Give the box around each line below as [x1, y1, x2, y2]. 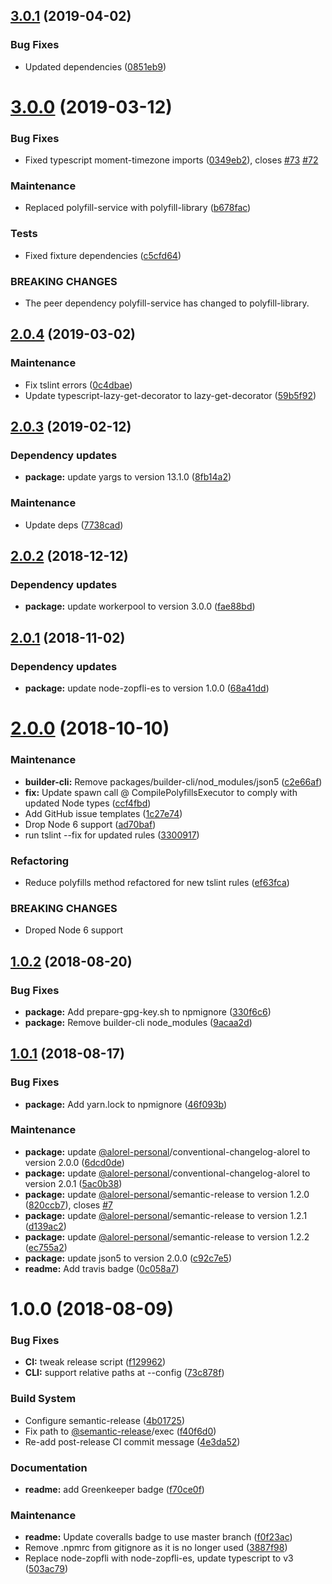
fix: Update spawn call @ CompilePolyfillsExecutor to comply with [24, 786, 298, 798]
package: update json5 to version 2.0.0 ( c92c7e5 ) [24, 1252, 232, 1264]
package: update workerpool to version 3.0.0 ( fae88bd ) [24, 600, 256, 613]
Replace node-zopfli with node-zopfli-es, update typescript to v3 [24, 1552, 294, 1564]
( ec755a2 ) [24, 1241, 68, 1253]
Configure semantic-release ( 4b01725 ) [24, 1414, 185, 1426]
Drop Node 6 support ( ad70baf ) [24, 818, 157, 830]
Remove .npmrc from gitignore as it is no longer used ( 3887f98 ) [24, 1542, 288, 1554]
